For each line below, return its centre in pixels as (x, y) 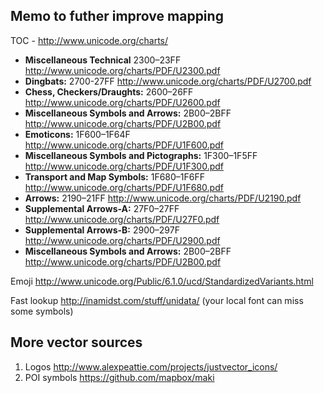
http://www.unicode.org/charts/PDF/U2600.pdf (122, 102)
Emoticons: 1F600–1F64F (77, 134)
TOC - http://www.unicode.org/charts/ (89, 40)
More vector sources (76, 342)
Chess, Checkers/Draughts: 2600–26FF (109, 91)
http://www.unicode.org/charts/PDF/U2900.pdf (122, 240)
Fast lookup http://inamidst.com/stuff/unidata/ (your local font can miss (157, 300)
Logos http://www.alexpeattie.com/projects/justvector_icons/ (151, 366)
